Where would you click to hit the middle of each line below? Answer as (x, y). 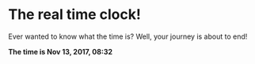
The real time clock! (74, 15)
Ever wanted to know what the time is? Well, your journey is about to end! (128, 36)
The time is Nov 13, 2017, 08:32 (61, 51)
